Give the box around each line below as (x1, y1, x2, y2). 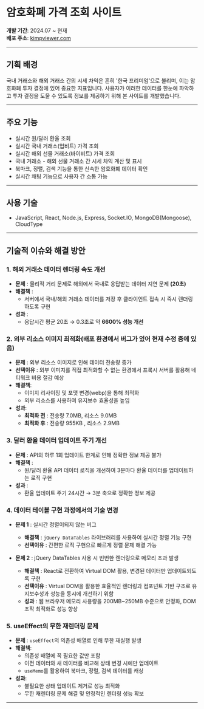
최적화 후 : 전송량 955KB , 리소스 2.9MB (24, 420, 120, 427)
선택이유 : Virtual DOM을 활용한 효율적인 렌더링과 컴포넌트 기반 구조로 (24, 582, 191, 589)
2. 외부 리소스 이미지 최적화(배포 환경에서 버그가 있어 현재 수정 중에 (6, 335, 189, 343)
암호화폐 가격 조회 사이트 (6, 5, 122, 19)
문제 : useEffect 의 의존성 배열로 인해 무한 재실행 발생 (15, 637, 141, 644)
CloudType (15, 221, 43, 228)
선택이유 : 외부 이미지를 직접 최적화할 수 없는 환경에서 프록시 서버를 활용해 (15, 366, 190, 374)
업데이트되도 (166, 567, 197, 574)
